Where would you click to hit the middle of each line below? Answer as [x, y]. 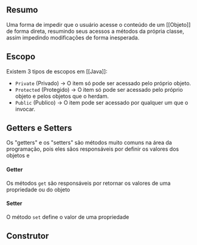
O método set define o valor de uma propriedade [68, 217]
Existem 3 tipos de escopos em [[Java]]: [57, 71]
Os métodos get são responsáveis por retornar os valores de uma [88, 183]
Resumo [22, 10]
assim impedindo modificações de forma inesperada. [73, 37]
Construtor [28, 236]
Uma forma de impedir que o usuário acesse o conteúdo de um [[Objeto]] [98, 24]
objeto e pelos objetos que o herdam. [62, 96]
